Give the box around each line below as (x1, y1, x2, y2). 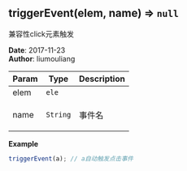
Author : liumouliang (8, 53, 76, 63)
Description (78, 73, 126, 84)
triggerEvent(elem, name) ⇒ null (8, 6, 179, 20)
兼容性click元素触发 (8, 28, 75, 39)
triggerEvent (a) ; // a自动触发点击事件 (8, 154, 134, 163)
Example (8, 139, 39, 148)
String (46, 109, 72, 119)
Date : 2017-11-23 (8, 45, 66, 55)
